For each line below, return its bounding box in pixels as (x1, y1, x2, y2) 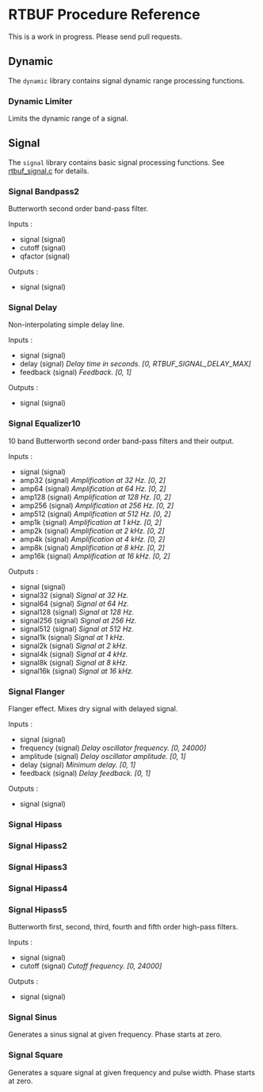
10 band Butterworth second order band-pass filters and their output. (8, 436, 234, 446)
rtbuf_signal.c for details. (8, 166, 90, 175)
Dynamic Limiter (8, 95, 73, 106)
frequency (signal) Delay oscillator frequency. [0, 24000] (19, 743, 207, 753)
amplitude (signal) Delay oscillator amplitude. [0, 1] (19, 752, 186, 761)
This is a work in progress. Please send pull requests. (8, 32, 182, 41)
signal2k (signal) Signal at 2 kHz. (19, 641, 128, 650)
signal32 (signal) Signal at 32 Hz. (19, 590, 129, 600)
